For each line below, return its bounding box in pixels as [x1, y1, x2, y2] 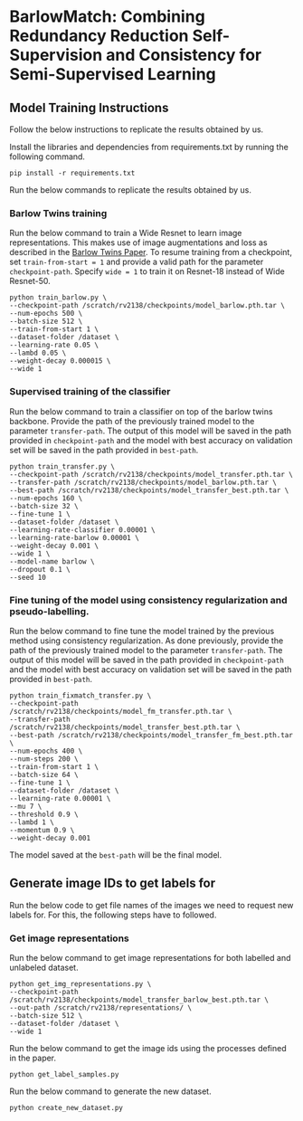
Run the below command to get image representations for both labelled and [9, 953, 291, 963]
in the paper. [9, 1052, 57, 1063]
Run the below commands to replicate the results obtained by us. [9, 185, 251, 195]
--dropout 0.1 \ [9, 565, 71, 574]
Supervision [9, 45, 103, 65]
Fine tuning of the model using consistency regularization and [9, 594, 288, 606]
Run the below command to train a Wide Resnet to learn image [9, 228, 242, 239]
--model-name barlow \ [9, 556, 95, 566]
